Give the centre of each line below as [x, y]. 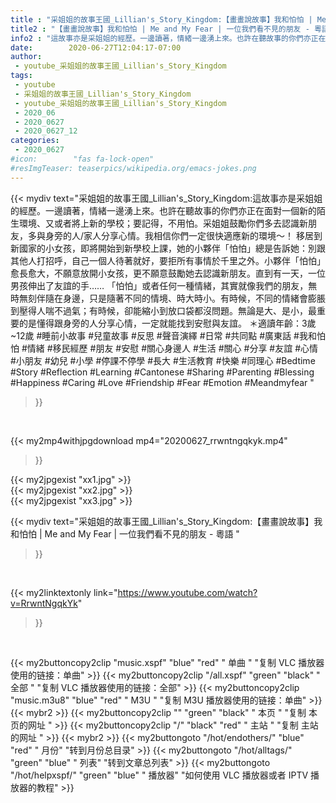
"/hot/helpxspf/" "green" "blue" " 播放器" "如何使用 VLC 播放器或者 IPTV [159, 775]
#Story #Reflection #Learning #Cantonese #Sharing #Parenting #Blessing [162, 372]
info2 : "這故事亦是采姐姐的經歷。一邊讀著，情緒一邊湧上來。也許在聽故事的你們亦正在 [168, 38]
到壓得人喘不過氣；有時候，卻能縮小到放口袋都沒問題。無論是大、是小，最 [163, 310]
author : [26, 57]
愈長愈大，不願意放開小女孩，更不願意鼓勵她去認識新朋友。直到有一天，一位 [168, 273]
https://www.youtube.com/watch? [187, 592]
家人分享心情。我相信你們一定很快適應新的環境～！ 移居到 [203, 235]
